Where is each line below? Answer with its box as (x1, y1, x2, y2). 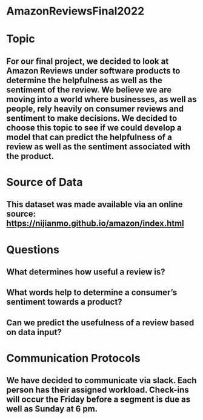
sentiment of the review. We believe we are (6, 84, 171, 95)
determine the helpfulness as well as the (6, 75, 162, 86)
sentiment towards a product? (6, 297, 122, 307)
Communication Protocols (6, 351, 141, 365)
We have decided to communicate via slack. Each (6, 375, 197, 386)
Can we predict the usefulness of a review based (6, 317, 195, 328)
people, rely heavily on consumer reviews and (6, 103, 184, 113)
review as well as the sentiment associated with (6, 141, 191, 152)
